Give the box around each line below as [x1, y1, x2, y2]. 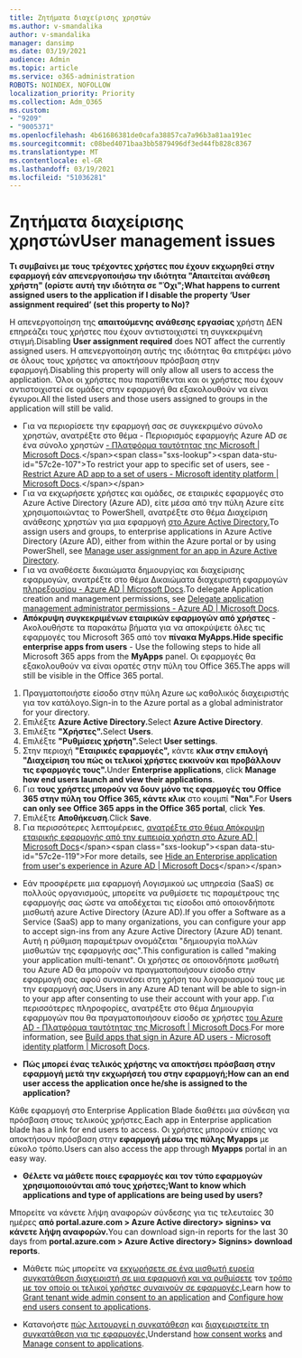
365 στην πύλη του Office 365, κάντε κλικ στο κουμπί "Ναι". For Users [22, 793, 293, 804]
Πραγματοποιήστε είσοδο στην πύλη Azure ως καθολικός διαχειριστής [22, 688, 289, 698]
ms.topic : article [9, 64, 78, 73]
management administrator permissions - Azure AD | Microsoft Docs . [22, 603, 279, 614]
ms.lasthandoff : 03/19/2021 [9, 164, 115, 173]
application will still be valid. [9, 403, 114, 414]
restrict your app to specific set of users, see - [97, 459, 270, 470]
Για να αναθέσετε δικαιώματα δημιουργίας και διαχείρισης [22, 565, 245, 576]
